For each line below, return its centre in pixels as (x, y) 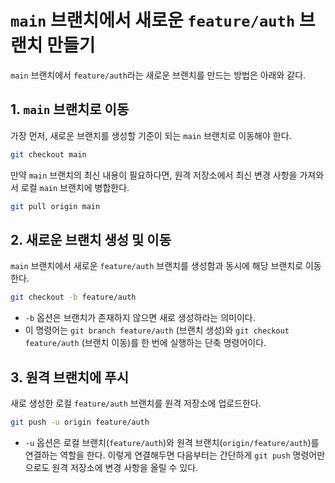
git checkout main (48, 154)
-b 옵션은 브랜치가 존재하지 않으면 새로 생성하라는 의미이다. (140, 318)
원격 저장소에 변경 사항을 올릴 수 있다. (125, 467)
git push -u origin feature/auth (80, 422)
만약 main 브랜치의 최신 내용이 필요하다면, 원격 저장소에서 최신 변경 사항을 (154, 175)
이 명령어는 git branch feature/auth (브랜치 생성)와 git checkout (157, 330)
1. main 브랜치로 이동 (70, 109)
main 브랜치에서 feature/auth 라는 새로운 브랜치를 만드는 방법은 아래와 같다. (158, 75)
